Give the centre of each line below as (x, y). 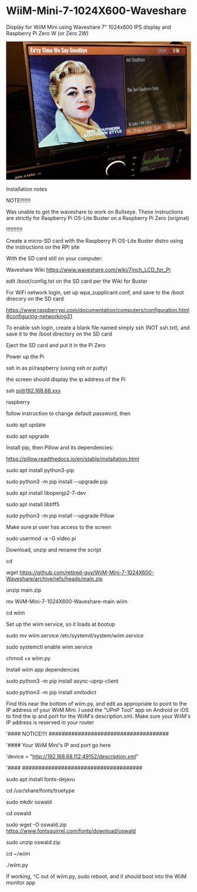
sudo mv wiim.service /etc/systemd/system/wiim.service (75, 636)
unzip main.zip (24, 590)
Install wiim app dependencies (43, 670)
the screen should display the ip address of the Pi (66, 379)
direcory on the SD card (35, 299)
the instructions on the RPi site (43, 247)
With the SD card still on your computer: (55, 259)
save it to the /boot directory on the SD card (59, 334)
